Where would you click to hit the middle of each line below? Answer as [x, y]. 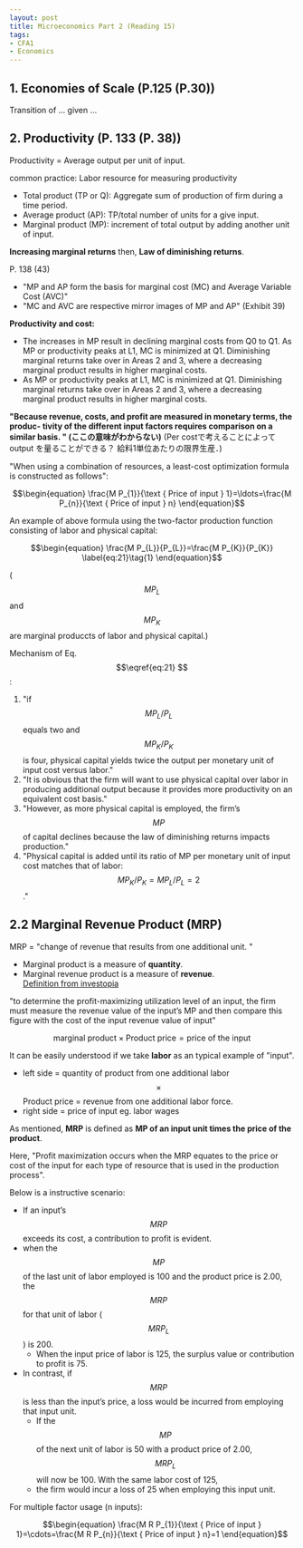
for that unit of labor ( [62, 1314]
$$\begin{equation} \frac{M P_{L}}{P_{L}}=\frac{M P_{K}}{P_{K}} [152, 547]
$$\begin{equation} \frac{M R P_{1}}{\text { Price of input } [152, 1524]
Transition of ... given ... [53, 110]
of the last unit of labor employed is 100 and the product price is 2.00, [152, 1276]
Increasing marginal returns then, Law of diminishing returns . [127, 251]
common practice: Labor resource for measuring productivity [123, 178]
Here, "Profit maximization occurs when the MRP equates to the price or [144, 1156]
